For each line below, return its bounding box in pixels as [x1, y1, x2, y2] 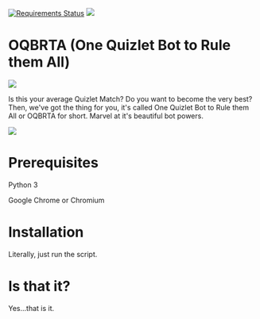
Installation [8, 223, 84, 241]
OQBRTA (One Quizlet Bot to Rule [8, 37, 231, 55]
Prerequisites [8, 154, 99, 172]
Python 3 [8, 179, 38, 190]
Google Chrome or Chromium [8, 195, 105, 205]
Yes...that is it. [8, 303, 55, 313]
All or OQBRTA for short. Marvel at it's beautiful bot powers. [8, 111, 204, 121]
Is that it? [8, 278, 71, 295]
